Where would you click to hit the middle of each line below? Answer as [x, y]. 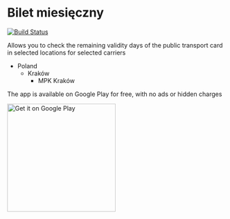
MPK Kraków [56, 80]
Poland [27, 66]
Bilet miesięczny [55, 13]
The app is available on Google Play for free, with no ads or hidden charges [115, 94]
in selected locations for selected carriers [67, 53]
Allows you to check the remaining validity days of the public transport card [115, 45]
